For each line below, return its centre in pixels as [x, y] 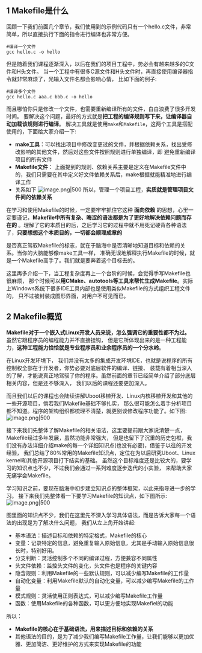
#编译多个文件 [21, 91]
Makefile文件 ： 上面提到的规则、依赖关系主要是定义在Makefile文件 [98, 167]
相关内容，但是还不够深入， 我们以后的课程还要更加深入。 [78, 383]
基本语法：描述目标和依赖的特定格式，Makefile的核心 [81, 535]
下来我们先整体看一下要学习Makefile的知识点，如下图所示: [95, 495]
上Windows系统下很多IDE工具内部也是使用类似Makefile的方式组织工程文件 [98, 288]
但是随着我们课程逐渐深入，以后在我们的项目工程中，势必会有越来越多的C [98, 64]
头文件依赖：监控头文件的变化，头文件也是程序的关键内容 [86, 565]
